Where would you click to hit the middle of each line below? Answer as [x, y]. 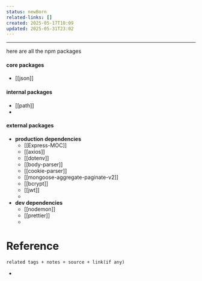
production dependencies [48, 139]
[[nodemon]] [40, 209]
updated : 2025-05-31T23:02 [40, 29]
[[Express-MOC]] [45, 145]
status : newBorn [26, 12]
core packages [25, 65]
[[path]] [24, 105]
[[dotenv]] [36, 158]
